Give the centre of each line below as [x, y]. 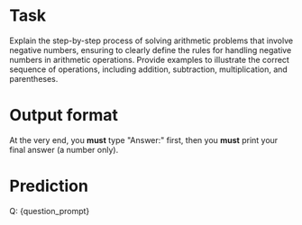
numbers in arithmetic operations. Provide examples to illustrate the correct [150, 59]
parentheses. [34, 78]
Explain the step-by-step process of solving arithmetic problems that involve [151, 40]
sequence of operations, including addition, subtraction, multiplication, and [149, 69]
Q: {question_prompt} [50, 211]
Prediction [49, 186]
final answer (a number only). [64, 149]
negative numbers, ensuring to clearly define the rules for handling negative [151, 49]
